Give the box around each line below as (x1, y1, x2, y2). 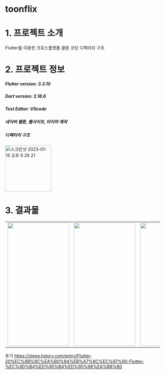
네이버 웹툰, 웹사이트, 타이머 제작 (5, 119, 68, 125)
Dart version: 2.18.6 (5, 93, 46, 99)
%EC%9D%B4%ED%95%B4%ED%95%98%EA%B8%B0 (5, 364, 123, 370)
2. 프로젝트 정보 (5, 64, 65, 75)
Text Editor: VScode (5, 106, 47, 112)
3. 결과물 (5, 205, 39, 216)
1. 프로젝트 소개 (5, 28, 63, 39)
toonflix (5, 3, 38, 15)
